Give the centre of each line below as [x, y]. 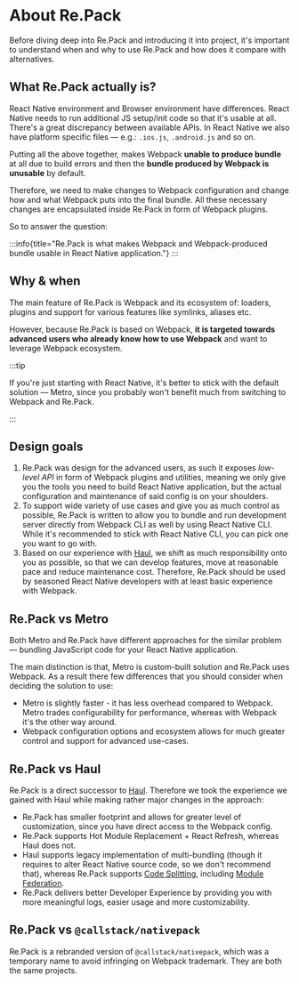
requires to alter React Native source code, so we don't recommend [146, 864]
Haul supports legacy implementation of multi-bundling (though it [142, 855]
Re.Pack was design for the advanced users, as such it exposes [139, 468]
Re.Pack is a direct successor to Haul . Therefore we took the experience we [148, 790]
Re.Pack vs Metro [59, 619]
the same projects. [43, 970]
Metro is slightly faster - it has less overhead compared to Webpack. [148, 703]
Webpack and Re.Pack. [52, 401]
